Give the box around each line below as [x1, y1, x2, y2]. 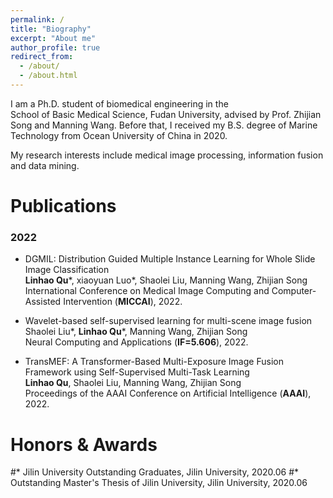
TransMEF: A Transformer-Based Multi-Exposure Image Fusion [24, 356, 284, 368]
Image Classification [24, 264, 110, 276]
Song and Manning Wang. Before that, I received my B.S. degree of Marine [10, 119, 318, 131]
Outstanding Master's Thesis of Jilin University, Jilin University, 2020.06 [10, 477, 308, 489]
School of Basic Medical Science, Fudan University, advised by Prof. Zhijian [10, 108, 322, 120]
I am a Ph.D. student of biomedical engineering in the [10, 97, 229, 110]
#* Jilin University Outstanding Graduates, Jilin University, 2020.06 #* [10, 466, 300, 478]
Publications [10, 195, 117, 218]
